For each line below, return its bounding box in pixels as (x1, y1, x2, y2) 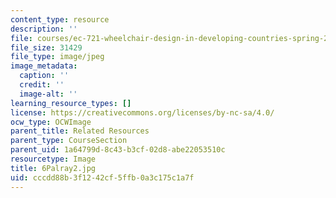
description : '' (10, 24, 78, 34)
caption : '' (19, 71, 70, 81)
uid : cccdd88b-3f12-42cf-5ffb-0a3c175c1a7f (10, 172, 195, 183)
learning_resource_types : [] (10, 98, 132, 108)
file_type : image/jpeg (10, 52, 105, 62)
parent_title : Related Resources (10, 126, 150, 136)
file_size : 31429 (10, 42, 83, 53)
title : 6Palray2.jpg (10, 163, 97, 173)
